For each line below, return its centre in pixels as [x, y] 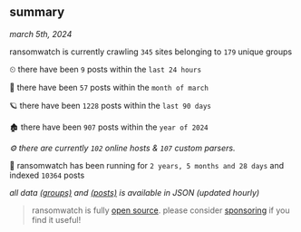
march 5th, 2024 [41, 34]
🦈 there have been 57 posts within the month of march [109, 87]
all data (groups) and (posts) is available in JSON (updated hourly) [135, 192]
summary [37, 12]
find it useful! [56, 219]
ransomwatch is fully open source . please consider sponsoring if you [160, 210]
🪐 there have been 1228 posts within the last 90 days [110, 105]
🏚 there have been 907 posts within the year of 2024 [109, 127]
